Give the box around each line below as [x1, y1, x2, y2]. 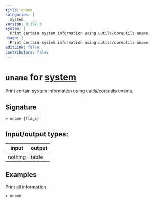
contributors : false [5, 49, 49, 55]
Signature [5, 103, 37, 111]
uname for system [5, 71, 77, 83]
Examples [5, 170, 37, 179]
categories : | [5, 12, 35, 17]
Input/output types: [5, 130, 69, 138]
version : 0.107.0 [5, 21, 42, 27]
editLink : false [5, 45, 40, 50]
